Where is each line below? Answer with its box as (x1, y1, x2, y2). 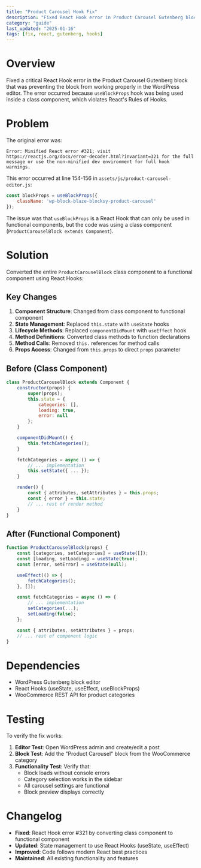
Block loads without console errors (23, 769, 110, 777)
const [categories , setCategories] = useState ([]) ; (17, 550, 148, 557)
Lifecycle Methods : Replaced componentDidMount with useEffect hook (14, 327, 187, 334)
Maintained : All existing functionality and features (14, 855, 139, 862)
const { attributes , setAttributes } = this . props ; (28, 490, 160, 496)
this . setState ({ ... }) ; (28, 468, 90, 474)
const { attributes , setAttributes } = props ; (17, 627, 135, 633)
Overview (6, 57, 56, 71)
